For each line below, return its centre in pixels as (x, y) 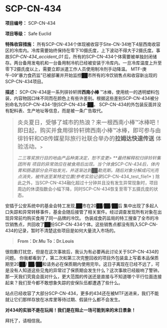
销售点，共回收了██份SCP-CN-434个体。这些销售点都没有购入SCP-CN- (83, 224)
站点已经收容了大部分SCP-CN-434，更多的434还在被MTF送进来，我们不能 (82, 293)
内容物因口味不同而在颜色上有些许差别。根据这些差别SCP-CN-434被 (84, 98)
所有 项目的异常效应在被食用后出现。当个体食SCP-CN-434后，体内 (90, 164)
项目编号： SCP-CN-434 (30, 23)
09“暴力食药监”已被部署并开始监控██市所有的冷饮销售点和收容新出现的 (84, 75)
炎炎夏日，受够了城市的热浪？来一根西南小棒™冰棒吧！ (89, 122)
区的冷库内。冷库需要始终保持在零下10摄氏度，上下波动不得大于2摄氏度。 (81, 50)
